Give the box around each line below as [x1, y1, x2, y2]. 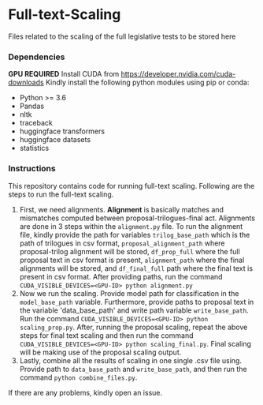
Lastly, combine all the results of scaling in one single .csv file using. [19, 355, 243, 365]
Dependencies [8, 51, 65, 62]
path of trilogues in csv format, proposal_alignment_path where [19, 238, 226, 248]
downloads [8, 77, 45, 88]
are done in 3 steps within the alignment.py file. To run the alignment [19, 221, 243, 231]
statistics [19, 144, 50, 153]
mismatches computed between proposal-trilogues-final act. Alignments [19, 213, 256, 223]
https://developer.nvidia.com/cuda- [120, 69, 236, 79]
